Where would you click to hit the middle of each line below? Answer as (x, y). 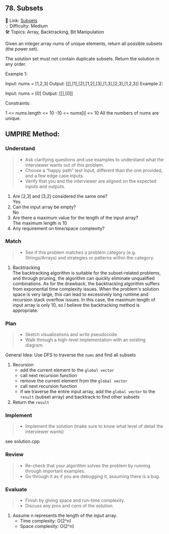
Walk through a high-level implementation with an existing (85, 340)
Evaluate (16, 489)
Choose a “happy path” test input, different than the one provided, (94, 170)
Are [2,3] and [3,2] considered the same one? (60, 196)
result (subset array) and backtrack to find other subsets (80, 397)
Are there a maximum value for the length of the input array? (75, 218)
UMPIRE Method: (32, 134)
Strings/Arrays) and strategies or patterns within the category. (90, 257)
